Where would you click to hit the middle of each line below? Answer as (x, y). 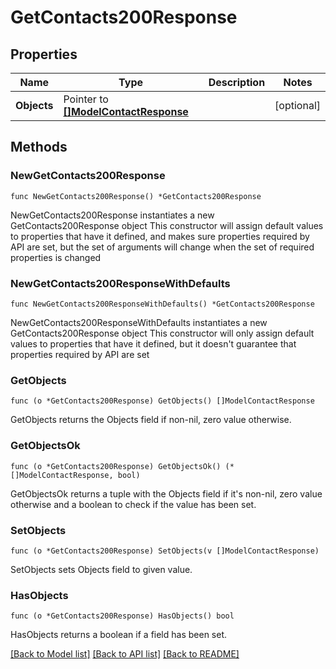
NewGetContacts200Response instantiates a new (112, 215)
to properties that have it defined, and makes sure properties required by (160, 236)
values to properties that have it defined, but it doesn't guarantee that (153, 343)
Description (237, 82)
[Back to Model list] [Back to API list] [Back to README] (125, 654)
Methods (39, 147)
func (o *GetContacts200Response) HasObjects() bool (122, 616)
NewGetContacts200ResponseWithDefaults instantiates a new (139, 322)
